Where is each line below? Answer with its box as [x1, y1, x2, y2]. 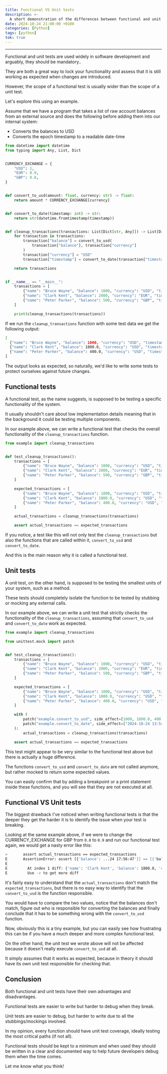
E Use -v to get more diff [5, 871, 79, 876]
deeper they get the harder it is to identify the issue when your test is [5, 817, 147, 823]
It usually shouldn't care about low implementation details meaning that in [5, 411, 156, 417]
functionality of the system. [5, 401, 61, 407]
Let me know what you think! [5, 1063, 64, 1069]
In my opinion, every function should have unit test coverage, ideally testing [5, 1028, 160, 1034]
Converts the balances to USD [12, 128, 75, 134]
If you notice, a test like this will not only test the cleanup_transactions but [5, 532, 158, 538]
